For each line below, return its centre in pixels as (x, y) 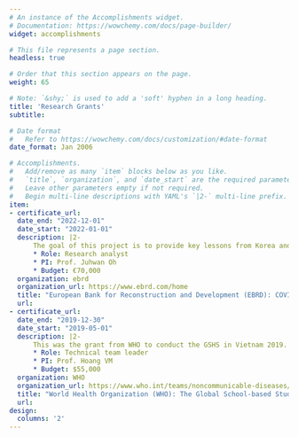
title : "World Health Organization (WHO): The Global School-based (145, 394)
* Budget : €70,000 (67, 270)
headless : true (37, 59)
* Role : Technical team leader (90, 353)
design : (24, 410)
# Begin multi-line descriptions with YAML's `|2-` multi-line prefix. (149, 196)
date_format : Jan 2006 (51, 147)
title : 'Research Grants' (57, 106)
